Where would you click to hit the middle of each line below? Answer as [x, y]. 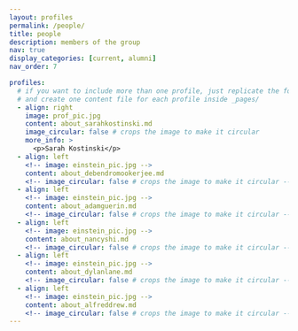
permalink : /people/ [47, 26]
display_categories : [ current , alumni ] [83, 58]
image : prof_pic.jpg [63, 116]
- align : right [45, 107]
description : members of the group [75, 42]
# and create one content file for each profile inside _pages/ [138, 99]
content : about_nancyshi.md [77, 239]
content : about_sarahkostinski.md [89, 124]
